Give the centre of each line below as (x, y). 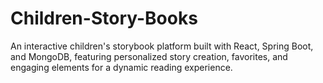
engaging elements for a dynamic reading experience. (121, 67)
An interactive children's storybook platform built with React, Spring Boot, (162, 46)
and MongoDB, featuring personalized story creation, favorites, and (149, 56)
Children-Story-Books (104, 18)
